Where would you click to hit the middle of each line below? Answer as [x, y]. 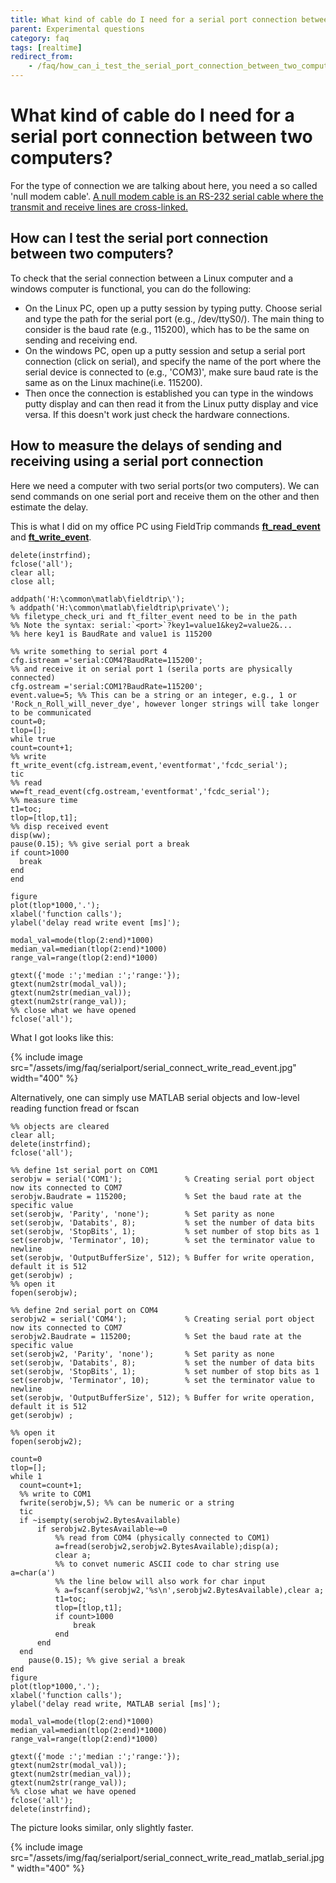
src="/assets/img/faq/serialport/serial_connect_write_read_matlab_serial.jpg [167, 1857]
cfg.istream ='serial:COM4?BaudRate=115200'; [106, 660]
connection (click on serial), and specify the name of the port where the [173, 361]
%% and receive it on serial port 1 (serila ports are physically [151, 669]
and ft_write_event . [51, 537]
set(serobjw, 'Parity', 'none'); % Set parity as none [142, 1214]
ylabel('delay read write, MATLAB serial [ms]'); [116, 1704]
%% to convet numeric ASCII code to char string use [167, 1564]
